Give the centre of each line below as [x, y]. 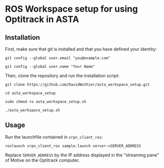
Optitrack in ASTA [42, 19]
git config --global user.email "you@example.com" [58, 58]
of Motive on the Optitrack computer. [42, 160]
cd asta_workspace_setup [30, 93]
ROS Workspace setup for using [71, 9]
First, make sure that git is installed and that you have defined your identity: [81, 49]
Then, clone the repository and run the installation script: [62, 76]
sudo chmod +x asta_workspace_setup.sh [46, 102]
